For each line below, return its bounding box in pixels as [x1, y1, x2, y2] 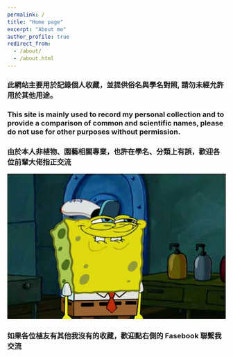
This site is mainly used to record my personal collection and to [7, 110, 225, 119]
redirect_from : [7, 40, 51, 48]
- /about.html [13, 55, 54, 62]
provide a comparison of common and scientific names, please [7, 118, 224, 128]
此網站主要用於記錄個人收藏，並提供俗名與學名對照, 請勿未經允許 [7, 80, 224, 89]
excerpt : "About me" [7, 26, 67, 33]
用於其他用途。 [7, 90, 58, 100]
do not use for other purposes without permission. [7, 127, 181, 137]
